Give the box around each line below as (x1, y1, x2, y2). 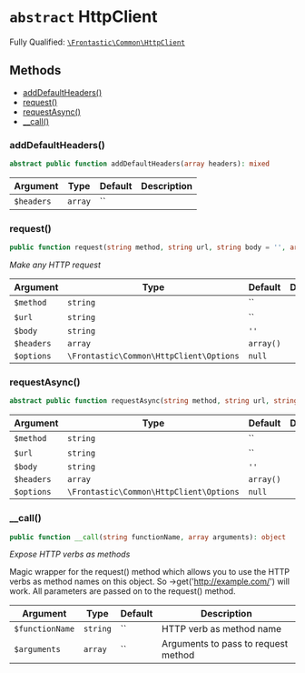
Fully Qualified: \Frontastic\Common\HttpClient (9, 36, 186, 47)
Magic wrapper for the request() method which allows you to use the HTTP (9, 567, 290, 578)
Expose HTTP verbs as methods (9, 548, 131, 560)
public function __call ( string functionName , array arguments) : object (9, 532, 286, 542)
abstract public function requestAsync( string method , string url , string (9, 397, 299, 406)
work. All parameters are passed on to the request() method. (9, 586, 236, 597)
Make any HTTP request (9, 259, 102, 270)
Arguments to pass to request (162, 638, 289, 650)
